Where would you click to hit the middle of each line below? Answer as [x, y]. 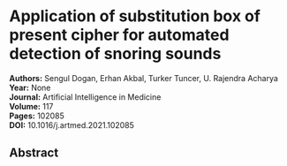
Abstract [34, 153]
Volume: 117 [31, 106]
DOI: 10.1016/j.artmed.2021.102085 [72, 124]
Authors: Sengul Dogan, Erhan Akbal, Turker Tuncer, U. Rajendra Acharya [143, 78]
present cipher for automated [119, 35]
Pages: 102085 [37, 116]
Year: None [30, 87]
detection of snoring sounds [115, 54]
